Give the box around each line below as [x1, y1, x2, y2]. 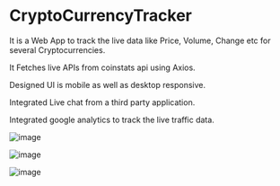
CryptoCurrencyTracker [9, 5, 193, 26]
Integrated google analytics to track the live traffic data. [9, 114, 215, 125]
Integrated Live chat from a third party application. [9, 96, 196, 108]
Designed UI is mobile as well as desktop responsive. [9, 79, 206, 90]
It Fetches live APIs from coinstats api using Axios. [9, 62, 196, 73]
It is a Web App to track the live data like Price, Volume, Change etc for [9, 35, 271, 46]
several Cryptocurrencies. [9, 44, 106, 55]
